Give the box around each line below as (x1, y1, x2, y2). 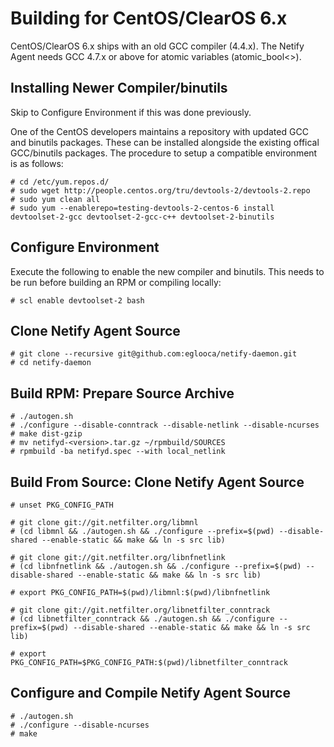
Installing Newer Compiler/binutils (10, 80, 228, 97)
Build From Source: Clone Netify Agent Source (10, 473, 305, 491)
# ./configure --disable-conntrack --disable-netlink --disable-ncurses (10, 420, 320, 431)
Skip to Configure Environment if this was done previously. (10, 106, 252, 118)
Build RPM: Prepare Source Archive (10, 385, 235, 402)
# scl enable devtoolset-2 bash (10, 295, 145, 306)
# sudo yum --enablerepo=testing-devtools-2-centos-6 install (10, 203, 275, 213)
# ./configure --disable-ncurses (10, 720, 150, 730)
